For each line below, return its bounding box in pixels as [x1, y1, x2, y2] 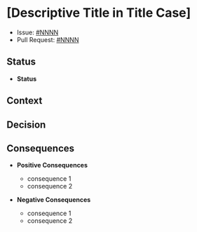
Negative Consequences [16, 196, 91, 204]
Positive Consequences [16, 161, 88, 170]
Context [6, 95, 43, 107]
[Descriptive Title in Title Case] [6, 5, 191, 21]
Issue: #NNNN [16, 28, 59, 36]
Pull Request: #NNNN [16, 35, 79, 43]
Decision [6, 118, 46, 130]
